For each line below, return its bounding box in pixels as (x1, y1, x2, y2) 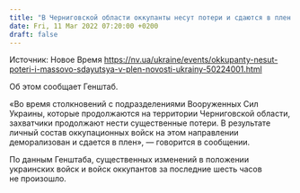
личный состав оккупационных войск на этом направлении (9, 127, 240, 138)
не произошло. (9, 173, 67, 184)
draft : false (9, 30, 58, 39)
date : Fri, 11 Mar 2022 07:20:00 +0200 (9, 22, 159, 31)
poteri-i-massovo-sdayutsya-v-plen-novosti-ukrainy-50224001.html (9, 64, 262, 75)
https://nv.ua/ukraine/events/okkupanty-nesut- (103, 55, 278, 66)
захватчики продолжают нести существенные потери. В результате (9, 118, 271, 128)
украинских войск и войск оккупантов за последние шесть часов (9, 163, 262, 175)
